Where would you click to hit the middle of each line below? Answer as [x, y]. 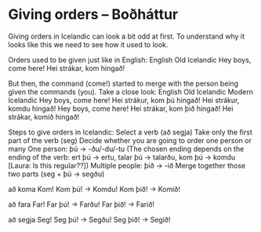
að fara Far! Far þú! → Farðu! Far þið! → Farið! [82, 204]
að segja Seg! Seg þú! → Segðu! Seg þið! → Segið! [89, 219]
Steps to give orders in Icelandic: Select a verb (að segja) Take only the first [130, 132]
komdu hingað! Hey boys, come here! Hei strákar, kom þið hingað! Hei [121, 109]
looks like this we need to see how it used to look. [88, 44]
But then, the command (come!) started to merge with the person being [123, 83]
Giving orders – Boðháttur [93, 15]
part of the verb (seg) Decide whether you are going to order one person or [130, 140]
